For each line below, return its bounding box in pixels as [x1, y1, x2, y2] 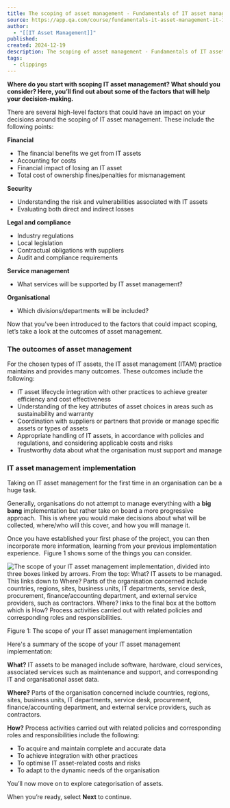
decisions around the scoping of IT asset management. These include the [7, 115, 215, 124]
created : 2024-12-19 [7, 42, 66, 49]
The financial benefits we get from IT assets [16, 149, 142, 157]
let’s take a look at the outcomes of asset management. [7, 327, 163, 335]
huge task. [7, 486, 37, 494]
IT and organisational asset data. [7, 676, 99, 684]
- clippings [13, 61, 48, 68]
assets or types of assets [16, 424, 88, 432]
